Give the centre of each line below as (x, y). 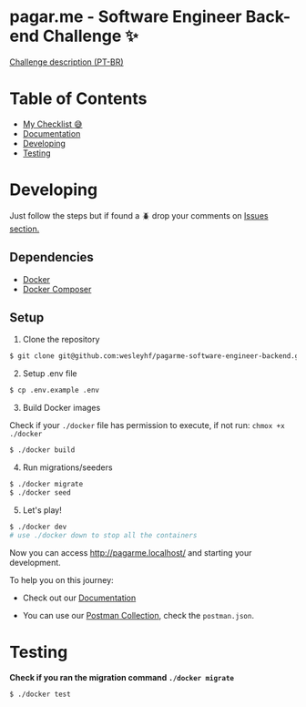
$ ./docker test (40, 694)
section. (25, 229)
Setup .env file (50, 374)
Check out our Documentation (79, 598)
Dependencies (51, 257)
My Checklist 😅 (52, 124)
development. (35, 562)
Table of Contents (78, 99)
